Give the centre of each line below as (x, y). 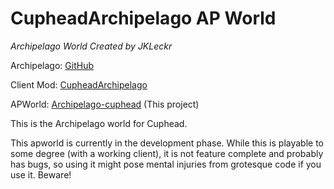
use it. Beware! (41, 174)
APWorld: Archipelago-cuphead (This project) (105, 104)
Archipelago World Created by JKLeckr (91, 46)
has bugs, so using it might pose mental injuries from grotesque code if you (166, 164)
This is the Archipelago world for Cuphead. (99, 123)
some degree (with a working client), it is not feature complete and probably (167, 153)
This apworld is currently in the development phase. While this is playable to (167, 143)
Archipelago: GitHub (52, 65)
